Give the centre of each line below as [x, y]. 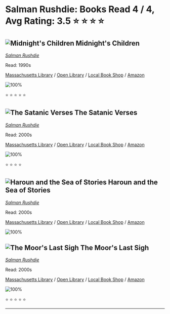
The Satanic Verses [106, 113]
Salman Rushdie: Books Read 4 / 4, [80, 9]
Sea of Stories [28, 190]
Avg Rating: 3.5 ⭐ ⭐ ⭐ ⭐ [55, 21]
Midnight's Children [108, 43]
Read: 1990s [18, 65]
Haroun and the [133, 183]
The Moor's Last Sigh [115, 248]
